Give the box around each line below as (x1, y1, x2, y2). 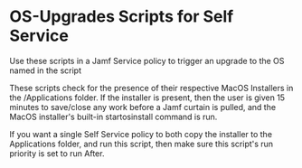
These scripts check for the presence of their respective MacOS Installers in (9, 82, 294, 93)
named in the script (9, 65, 81, 76)
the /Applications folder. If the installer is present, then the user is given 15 (9, 92, 286, 103)
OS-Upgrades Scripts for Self (9, 6, 234, 27)
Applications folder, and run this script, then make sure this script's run (9, 138, 274, 149)
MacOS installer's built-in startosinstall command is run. (9, 111, 218, 122)
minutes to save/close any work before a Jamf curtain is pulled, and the (9, 101, 277, 112)
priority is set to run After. (9, 147, 105, 159)
